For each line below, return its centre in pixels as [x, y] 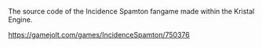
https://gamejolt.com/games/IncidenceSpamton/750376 [99, 35]
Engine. [20, 20]
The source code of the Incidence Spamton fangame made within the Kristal [131, 11]
